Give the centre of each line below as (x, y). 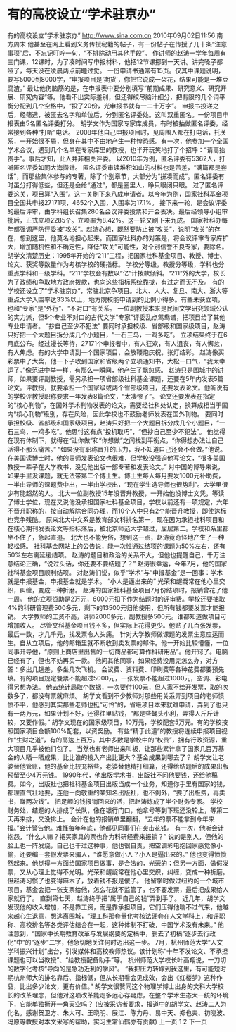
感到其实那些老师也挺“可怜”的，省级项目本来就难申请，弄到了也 (130, 704)
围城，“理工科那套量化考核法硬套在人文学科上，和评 (144, 916)
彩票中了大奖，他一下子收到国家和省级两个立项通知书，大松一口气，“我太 (113, 361)
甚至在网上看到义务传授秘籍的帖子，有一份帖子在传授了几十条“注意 (130, 44)
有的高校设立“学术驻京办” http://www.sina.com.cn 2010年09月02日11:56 (111, 35)
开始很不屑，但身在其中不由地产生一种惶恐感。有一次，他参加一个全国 (127, 141)
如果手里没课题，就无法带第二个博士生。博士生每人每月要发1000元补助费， (116, 475)
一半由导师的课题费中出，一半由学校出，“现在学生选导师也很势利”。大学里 (115, 484)
